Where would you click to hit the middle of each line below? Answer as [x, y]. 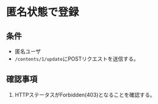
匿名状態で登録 [43, 12]
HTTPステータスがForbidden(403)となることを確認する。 [85, 94]
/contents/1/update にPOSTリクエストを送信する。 [77, 59]
